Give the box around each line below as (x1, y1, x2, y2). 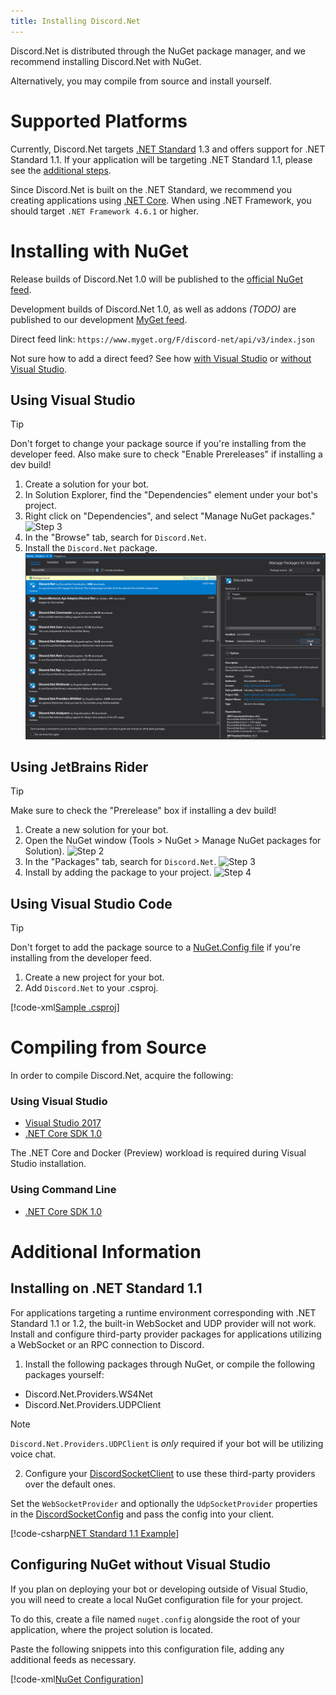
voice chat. (10, 1448, 57, 1460)
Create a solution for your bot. (24, 478, 150, 490)
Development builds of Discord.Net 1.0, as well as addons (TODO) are (10, 303, 297, 315)
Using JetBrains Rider (10, 759, 149, 776)
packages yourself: (24, 1368, 105, 1380)
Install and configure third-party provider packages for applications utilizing (10, 1328, 322, 1340)
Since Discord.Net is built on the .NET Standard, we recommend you (10, 183, 292, 195)
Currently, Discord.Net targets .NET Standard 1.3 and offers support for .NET (10, 143, 326, 155)
